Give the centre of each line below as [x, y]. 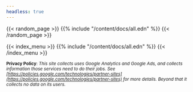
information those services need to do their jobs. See [61, 69]
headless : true [25, 12]
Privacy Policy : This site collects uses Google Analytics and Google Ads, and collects [94, 64]
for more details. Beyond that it [155, 79]
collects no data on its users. [36, 84]
